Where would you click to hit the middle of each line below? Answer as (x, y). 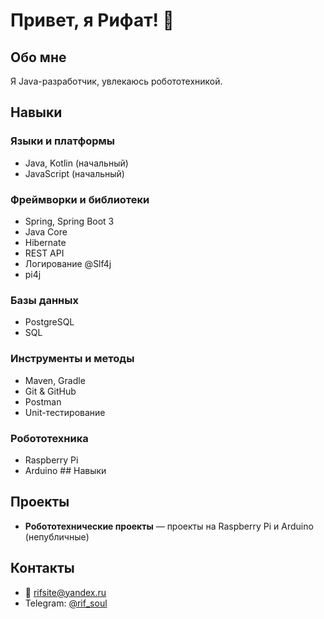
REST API (44, 253)
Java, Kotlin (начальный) (76, 163)
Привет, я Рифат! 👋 (92, 20)
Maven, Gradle (55, 380)
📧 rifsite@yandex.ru (65, 592)
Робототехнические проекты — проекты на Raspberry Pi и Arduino (169, 526)
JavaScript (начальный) (74, 173)
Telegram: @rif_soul (66, 603)
